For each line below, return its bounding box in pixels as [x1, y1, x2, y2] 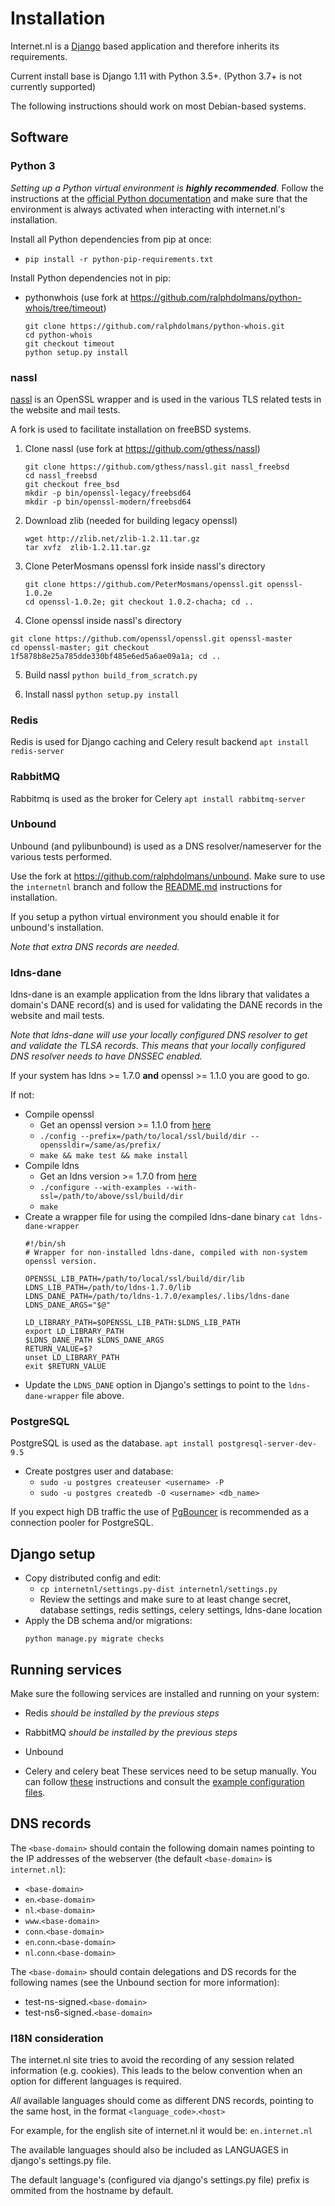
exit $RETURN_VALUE [24, 1362, 107, 1372]
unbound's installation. [10, 921, 105, 933]
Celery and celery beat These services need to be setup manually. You [24, 1765, 317, 1777]
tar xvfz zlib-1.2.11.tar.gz [24, 542, 152, 552]
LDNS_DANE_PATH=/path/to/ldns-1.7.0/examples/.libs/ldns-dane [24, 1292, 290, 1302]
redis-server [10, 747, 65, 757]
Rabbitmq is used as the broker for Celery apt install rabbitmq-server [10, 792, 306, 804]
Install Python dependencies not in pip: [10, 272, 172, 284]
